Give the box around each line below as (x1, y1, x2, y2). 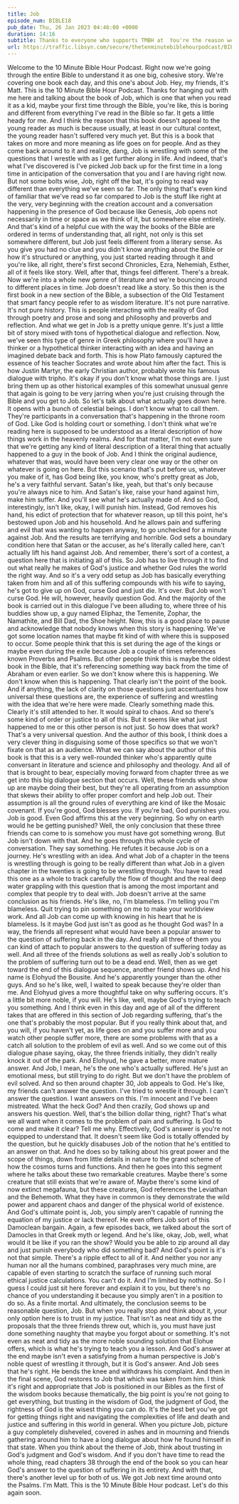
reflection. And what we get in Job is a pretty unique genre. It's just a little (7, 321, 224, 329)
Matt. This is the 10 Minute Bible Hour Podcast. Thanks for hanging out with (7, 86, 229, 94)
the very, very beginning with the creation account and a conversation (7, 200, 213, 208)
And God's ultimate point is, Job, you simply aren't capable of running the (7, 1208, 224, 1216)
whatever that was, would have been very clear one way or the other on (7, 457, 218, 466)
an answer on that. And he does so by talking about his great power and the (7, 1147, 230, 1156)
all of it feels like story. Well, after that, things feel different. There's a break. (7, 268, 230, 276)
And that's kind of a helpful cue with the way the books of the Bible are (7, 223, 216, 230)
